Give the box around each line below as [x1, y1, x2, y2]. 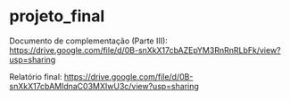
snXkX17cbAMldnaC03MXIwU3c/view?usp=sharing [9, 81, 199, 91]
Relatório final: [9, 71, 62, 81]
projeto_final [9, 6, 105, 27]
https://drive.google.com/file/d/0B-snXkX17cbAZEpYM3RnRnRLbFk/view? [9, 44, 281, 55]
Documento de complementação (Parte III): [9, 35, 168, 46]
